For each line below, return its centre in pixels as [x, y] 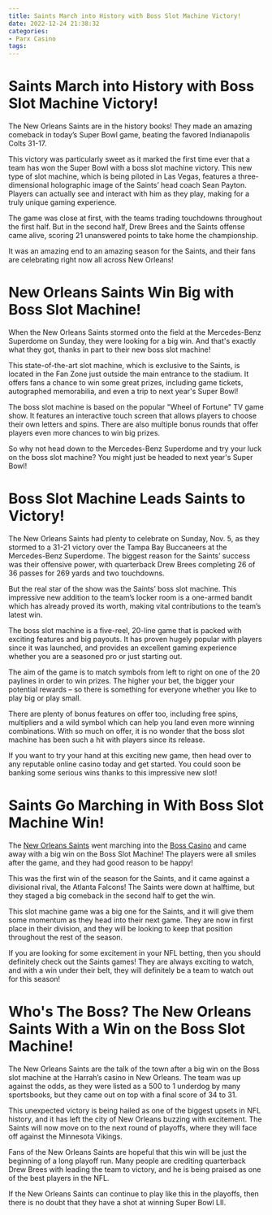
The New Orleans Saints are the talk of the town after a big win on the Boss [134, 1069]
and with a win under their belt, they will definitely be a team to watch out [131, 970]
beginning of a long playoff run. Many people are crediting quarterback [127, 1161]
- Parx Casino [32, 39]
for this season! [35, 979]
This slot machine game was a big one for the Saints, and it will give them [131, 911]
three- [249, 176]
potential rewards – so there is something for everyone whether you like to [133, 689]
